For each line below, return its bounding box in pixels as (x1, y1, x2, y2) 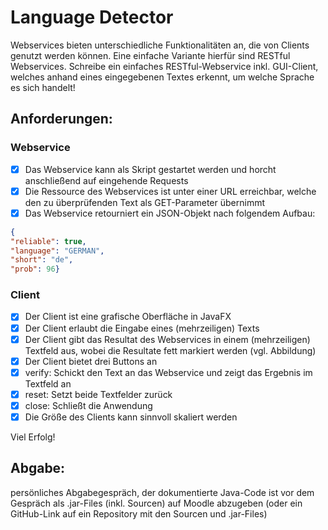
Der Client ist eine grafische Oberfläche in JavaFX (24, 311, 232, 323)
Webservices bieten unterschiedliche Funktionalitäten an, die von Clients (10, 39, 310, 51)
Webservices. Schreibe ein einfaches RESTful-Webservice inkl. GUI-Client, (10, 60, 319, 72)
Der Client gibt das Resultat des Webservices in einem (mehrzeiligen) (24, 333, 311, 345)
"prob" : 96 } (10, 264, 60, 275)
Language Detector (10, 6, 174, 29)
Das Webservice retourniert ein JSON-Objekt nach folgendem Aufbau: (24, 207, 316, 219)
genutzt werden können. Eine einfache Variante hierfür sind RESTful (10, 49, 291, 61)
